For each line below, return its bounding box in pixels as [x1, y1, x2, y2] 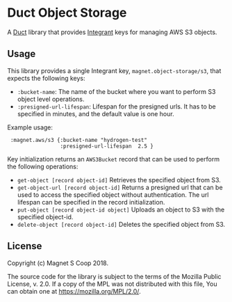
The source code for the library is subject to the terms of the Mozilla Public [7, 272, 222, 280]
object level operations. [17, 95, 85, 103]
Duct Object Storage [7, 5, 127, 21]
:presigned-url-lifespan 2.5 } [60, 143, 154, 150]
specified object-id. [17, 212, 74, 221]
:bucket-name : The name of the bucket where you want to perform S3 [17, 87, 216, 95]
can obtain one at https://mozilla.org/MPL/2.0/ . [7, 287, 141, 295]
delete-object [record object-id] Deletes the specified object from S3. [17, 220, 226, 228]
